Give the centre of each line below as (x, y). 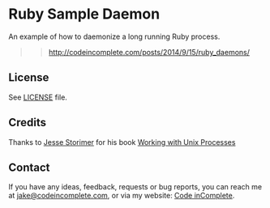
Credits (28, 123)
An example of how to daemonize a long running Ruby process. (114, 36)
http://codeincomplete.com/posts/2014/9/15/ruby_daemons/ (149, 52)
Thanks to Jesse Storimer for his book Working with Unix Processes (122, 142)
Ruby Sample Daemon (84, 14)
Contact (29, 167)
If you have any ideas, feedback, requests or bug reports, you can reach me (135, 187)
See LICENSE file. (38, 97)
